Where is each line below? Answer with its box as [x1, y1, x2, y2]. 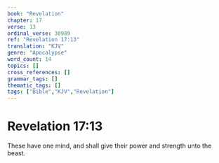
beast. [7, 149, 26, 157]
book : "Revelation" [7, 10, 65, 17]
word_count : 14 [7, 56, 52, 63]
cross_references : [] [7, 69, 71, 76]
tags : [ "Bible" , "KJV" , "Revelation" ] [7, 88, 114, 95]
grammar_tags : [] [7, 75, 58, 83]
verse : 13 [7, 23, 36, 30]
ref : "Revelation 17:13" [7, 36, 80, 43]
